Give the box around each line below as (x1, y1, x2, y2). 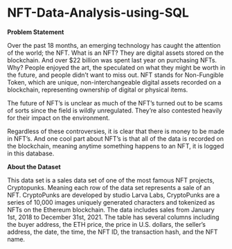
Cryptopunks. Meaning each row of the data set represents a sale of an (7, 183, 211, 191)
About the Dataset (7, 162, 61, 171)
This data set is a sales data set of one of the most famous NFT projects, (7, 175, 215, 184)
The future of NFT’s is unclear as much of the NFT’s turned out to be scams (7, 98, 223, 107)
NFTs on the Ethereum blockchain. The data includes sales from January (7, 205, 215, 214)
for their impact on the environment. (7, 113, 110, 122)
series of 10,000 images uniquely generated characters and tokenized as (7, 198, 215, 206)
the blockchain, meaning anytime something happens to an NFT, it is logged (7, 141, 224, 150)
